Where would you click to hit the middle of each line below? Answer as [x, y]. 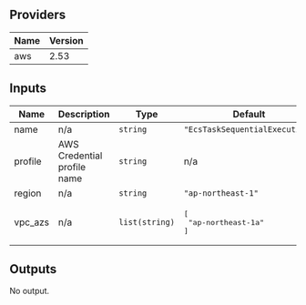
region [28, 193]
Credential [80, 156]
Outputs [33, 269]
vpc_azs [32, 222]
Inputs [28, 89]
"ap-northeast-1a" [226, 222]
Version [66, 40]
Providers [38, 15]
